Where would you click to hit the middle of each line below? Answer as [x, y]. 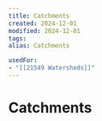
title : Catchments [39, 16]
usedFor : [23, 60]
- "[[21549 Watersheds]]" [51, 68]
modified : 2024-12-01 [45, 31]
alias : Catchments [39, 46]
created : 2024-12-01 [43, 23]
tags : [17, 38]
